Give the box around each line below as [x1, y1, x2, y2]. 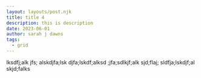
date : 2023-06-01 [6, 25, 50, 32]
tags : [6, 37, 20, 43]
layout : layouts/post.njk [6, 8, 71, 15]
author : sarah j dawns [6, 31, 64, 37]
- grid [12, 43, 28, 49]
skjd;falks [6, 65, 30, 72]
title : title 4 [6, 14, 45, 20]
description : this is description [6, 20, 94, 26]
